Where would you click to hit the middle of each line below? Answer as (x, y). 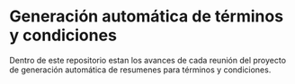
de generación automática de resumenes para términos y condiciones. (140, 70)
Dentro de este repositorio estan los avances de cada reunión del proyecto (147, 60)
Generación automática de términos (147, 17)
